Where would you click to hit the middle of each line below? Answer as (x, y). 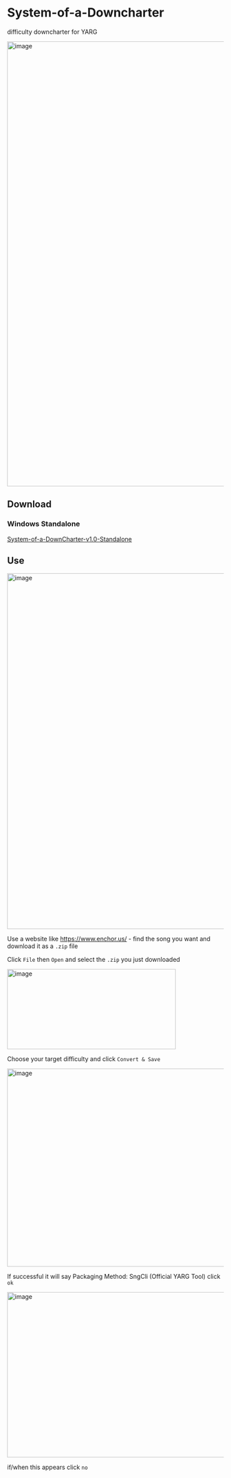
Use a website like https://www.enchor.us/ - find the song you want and (109, 939)
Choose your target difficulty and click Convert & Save (84, 1059)
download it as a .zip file (43, 946)
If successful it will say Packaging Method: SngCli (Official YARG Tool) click (114, 1277)
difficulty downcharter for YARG (52, 32)
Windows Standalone (44, 524)
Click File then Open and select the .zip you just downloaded (94, 960)
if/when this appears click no (47, 1467)
